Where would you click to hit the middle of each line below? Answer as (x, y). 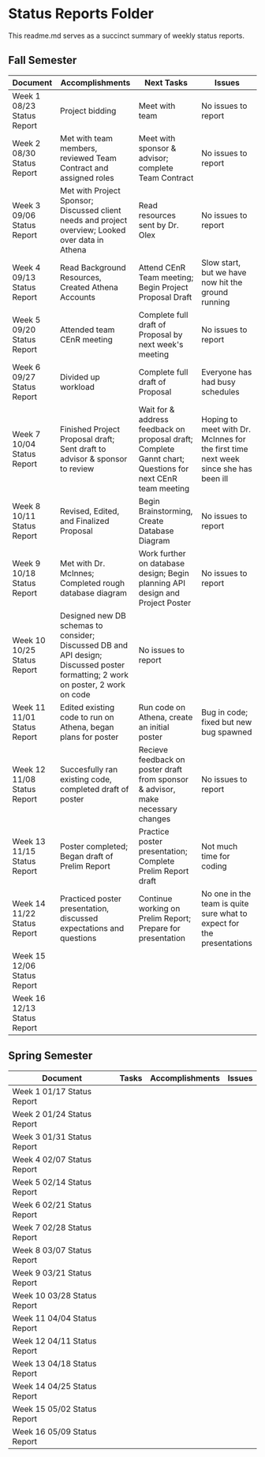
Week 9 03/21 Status (52, 1272)
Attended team (88, 330)
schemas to (82, 626)
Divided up (80, 377)
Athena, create (166, 717)
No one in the (226, 894)
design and (159, 592)
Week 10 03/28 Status (54, 1295)
